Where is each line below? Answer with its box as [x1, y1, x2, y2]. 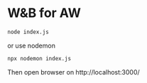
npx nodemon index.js [7, 55, 72, 62]
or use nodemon [7, 41, 55, 50]
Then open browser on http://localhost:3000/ [7, 67, 140, 76]
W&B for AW [7, 5, 82, 21]
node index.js [7, 28, 50, 35]
